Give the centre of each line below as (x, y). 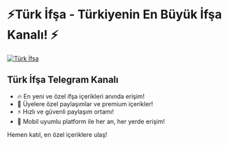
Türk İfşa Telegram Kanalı (63, 80)
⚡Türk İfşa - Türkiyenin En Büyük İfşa (115, 15)
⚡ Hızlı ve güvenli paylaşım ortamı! (65, 112)
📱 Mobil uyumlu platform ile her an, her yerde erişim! (91, 121)
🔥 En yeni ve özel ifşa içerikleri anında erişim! (81, 96)
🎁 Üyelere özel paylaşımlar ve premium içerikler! (85, 103)
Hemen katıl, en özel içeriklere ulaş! (57, 134)
